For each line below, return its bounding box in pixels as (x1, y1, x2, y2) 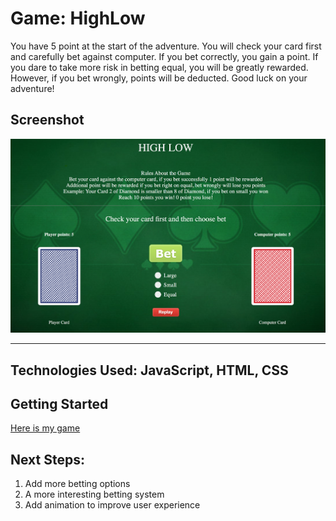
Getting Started (10, 395, 109, 412)
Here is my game (10, 422, 81, 434)
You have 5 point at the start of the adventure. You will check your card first (10, 40, 322, 52)
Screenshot (10, 112, 85, 129)
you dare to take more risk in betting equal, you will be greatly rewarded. (10, 61, 309, 73)
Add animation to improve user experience (24, 499, 201, 511)
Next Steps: (10, 451, 85, 468)
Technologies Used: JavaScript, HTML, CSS (10, 362, 289, 379)
